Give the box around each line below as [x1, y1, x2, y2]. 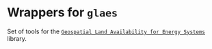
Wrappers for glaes [7, 5, 118, 20]
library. [7, 34, 27, 42]
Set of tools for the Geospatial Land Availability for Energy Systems [7, 27, 205, 35]
